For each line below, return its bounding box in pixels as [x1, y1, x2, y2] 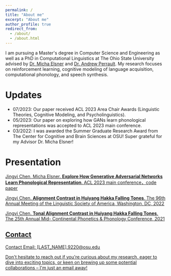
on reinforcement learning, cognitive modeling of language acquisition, [5, 66, 154, 72]
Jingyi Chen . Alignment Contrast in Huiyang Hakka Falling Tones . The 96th [5, 195, 166, 201]
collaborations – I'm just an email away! [5, 264, 88, 270]
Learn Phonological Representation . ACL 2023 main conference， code [5, 179, 157, 185]
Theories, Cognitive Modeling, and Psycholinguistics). [12, 112, 126, 118]
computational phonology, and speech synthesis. [5, 71, 108, 77]
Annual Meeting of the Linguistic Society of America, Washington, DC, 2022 [5, 200, 164, 206]
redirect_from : [5, 26, 38, 32]
